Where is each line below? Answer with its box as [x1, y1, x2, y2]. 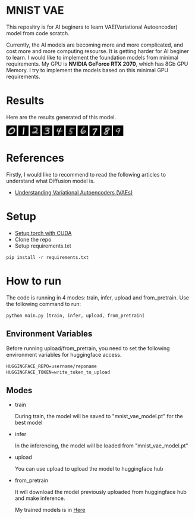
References [6, 152, 64, 165]
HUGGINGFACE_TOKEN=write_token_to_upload [6, 369, 111, 375]
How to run [6, 274, 62, 288]
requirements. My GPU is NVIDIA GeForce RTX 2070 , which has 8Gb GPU [6, 60, 188, 67]
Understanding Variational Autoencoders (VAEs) [14, 189, 133, 196]
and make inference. [14, 495, 65, 502]
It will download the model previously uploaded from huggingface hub [14, 489, 187, 496]
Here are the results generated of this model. [6, 113, 117, 121]
